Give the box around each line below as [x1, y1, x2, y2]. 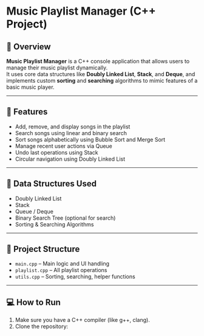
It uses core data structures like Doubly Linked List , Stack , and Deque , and [6, 71, 195, 77]
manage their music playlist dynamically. [6, 64, 108, 71]
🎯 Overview [6, 41, 51, 52]
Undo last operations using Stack [15, 149, 98, 156]
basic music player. [6, 83, 55, 91]
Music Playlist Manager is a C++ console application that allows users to [6, 58, 190, 65]
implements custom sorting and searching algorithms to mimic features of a [6, 77, 198, 84]
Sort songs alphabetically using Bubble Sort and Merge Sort [15, 136, 166, 143]
